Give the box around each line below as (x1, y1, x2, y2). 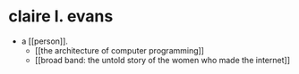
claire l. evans (8, 6, 114, 27)
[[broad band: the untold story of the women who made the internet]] (34, 54, 290, 65)
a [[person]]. (21, 36, 69, 46)
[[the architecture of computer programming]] (34, 45, 205, 55)
